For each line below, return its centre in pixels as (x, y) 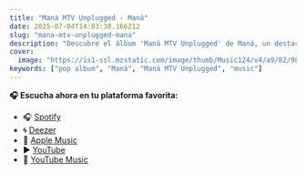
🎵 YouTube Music (55, 159)
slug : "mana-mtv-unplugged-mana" (73, 35)
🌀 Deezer (39, 129)
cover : (22, 52)
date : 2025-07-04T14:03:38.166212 (75, 26)
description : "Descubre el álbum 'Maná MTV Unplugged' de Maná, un (140, 43)
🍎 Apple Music (50, 140)
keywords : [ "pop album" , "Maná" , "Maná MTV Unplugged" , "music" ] (136, 69)
